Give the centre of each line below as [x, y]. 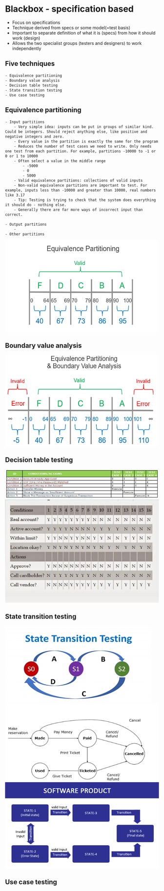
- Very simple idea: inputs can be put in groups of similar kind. [84, 127]
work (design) [26, 38]
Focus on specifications [36, 22]
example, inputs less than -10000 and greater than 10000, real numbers [81, 190]
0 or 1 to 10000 [21, 156]
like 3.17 [15, 195]
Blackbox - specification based [70, 9]
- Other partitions [25, 234]
